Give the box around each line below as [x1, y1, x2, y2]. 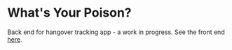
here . [7, 35, 22, 43]
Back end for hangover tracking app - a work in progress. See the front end [7, 28, 226, 36]
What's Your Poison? [7, 5, 132, 21]
